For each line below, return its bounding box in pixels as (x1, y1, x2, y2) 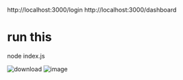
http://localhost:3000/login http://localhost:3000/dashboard (7, 6, 177, 14)
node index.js (7, 52, 45, 60)
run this (7, 30, 52, 45)
